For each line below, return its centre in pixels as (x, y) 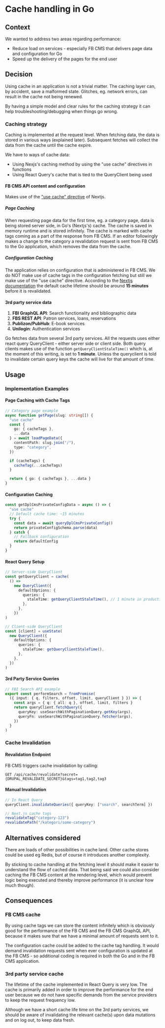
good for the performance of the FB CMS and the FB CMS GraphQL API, (78, 931)
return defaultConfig (36, 541)
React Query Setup (25, 561)
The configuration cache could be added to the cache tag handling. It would (82, 945)
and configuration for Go (37, 54)
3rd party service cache (34, 973)
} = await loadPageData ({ (36, 438)
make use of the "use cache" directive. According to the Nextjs (69, 280)
